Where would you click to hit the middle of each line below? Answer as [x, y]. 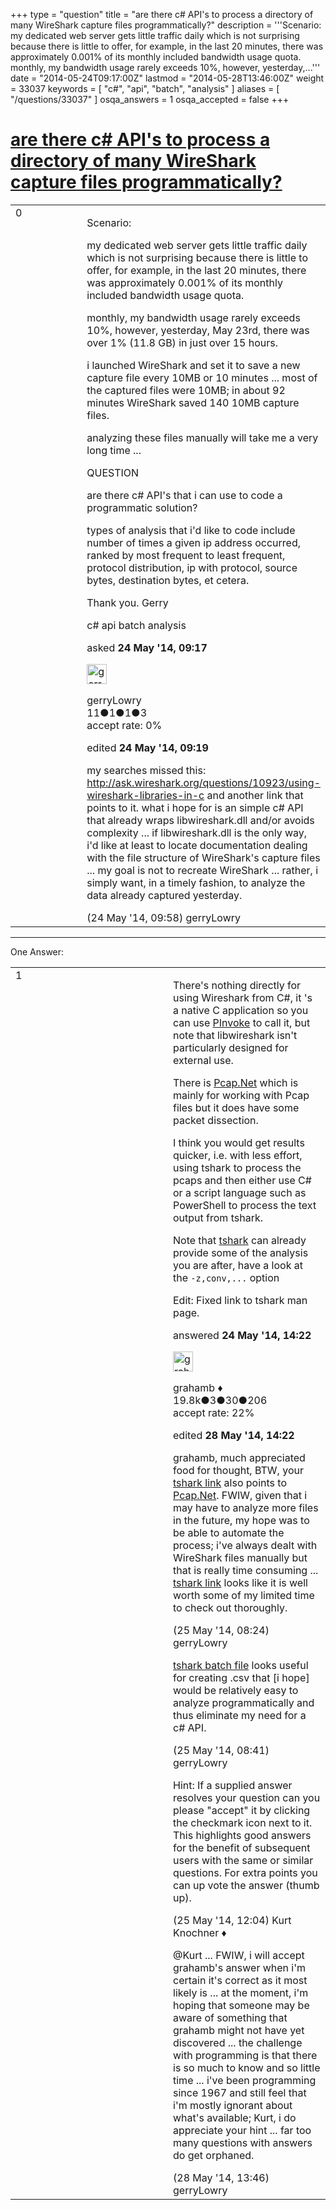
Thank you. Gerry [127, 602]
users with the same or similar [243, 1860]
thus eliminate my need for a [240, 1715]
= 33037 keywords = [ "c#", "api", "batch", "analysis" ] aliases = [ [145, 88]
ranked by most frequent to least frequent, [186, 555]
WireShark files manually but [240, 1557]
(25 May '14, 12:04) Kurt [232, 1920]
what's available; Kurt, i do [235, 2117]
